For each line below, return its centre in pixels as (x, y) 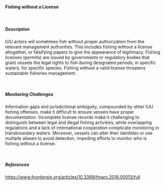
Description (18, 29)
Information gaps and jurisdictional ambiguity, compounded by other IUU (79, 107)
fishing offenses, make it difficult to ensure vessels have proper (70, 112)
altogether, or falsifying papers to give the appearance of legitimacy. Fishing (83, 52)
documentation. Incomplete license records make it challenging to (72, 117)
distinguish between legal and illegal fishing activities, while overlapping (79, 123)
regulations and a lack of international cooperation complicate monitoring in (82, 128)
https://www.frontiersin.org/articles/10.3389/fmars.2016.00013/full (73, 177)
